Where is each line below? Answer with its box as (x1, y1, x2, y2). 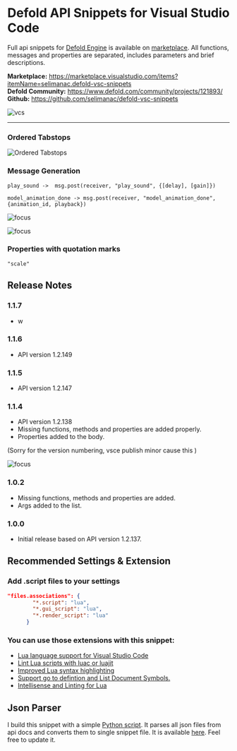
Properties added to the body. (17, 433, 105, 441)
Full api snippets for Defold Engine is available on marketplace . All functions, (7, 43, 229, 52)
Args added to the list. (17, 501, 83, 510)
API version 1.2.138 (17, 418, 73, 426)
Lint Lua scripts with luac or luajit (17, 659, 114, 668)
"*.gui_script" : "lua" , (32, 606, 102, 613)
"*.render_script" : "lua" (32, 612, 109, 619)
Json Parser (7, 702, 61, 714)
